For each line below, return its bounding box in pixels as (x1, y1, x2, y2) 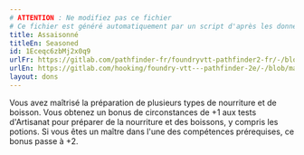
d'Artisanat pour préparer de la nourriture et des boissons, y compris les (9, 116, 279, 127)
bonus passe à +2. (9, 135, 79, 146)
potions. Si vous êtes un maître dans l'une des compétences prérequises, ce (9, 126, 295, 137)
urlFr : (9, 55, 34, 64)
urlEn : (9, 64, 34, 73)
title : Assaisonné (9, 30, 79, 39)
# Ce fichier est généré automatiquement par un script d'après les (9, 22, 273, 31)
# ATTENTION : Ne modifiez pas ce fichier (9, 13, 172, 23)
